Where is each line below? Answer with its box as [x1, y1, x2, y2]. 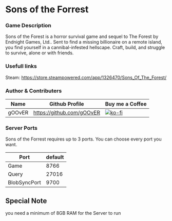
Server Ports [5, 125, 37, 131]
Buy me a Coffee [105, 101, 147, 108]
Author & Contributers [5, 87, 62, 94]
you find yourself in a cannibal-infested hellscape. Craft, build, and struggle [5, 45, 165, 51]
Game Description [5, 22, 51, 29]
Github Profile [49, 101, 84, 108]
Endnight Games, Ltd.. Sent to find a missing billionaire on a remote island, [5, 39, 163, 45]
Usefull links [5, 63, 37, 70]
